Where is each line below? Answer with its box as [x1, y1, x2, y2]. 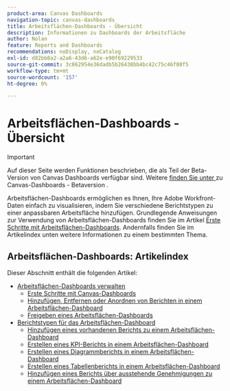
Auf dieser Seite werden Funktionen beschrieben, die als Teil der [7, 166, 190, 175]
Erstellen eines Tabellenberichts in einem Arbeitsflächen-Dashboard [27, 362, 220, 370]
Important [7, 153, 35, 161]
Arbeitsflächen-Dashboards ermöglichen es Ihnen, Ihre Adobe [7, 194, 183, 202]
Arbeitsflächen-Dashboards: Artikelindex [7, 250, 189, 262]
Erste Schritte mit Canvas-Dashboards [27, 289, 136, 297]
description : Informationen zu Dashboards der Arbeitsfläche [7, 29, 186, 36]
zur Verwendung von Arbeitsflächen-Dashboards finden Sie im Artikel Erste [7, 216, 221, 224]
